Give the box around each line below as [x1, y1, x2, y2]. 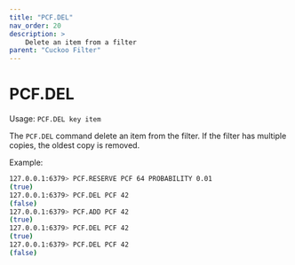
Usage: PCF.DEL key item [9, 113, 101, 124]
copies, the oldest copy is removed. [9, 140, 140, 151]
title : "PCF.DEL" [9, 12, 74, 22]
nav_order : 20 [9, 21, 62, 30]
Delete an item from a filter [25, 37, 138, 47]
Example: [9, 157, 44, 168]
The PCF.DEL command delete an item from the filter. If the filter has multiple [9, 130, 287, 142]
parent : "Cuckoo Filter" [9, 46, 101, 55]
